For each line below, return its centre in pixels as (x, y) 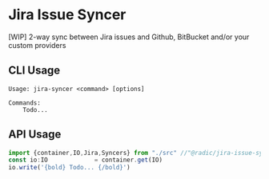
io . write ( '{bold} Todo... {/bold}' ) (69, 168)
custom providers (37, 45)
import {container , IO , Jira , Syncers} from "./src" (93, 153)
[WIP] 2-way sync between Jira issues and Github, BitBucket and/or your (129, 37)
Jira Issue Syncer (67, 15)
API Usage (35, 135)
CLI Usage (34, 71)
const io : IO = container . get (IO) (85, 160)
